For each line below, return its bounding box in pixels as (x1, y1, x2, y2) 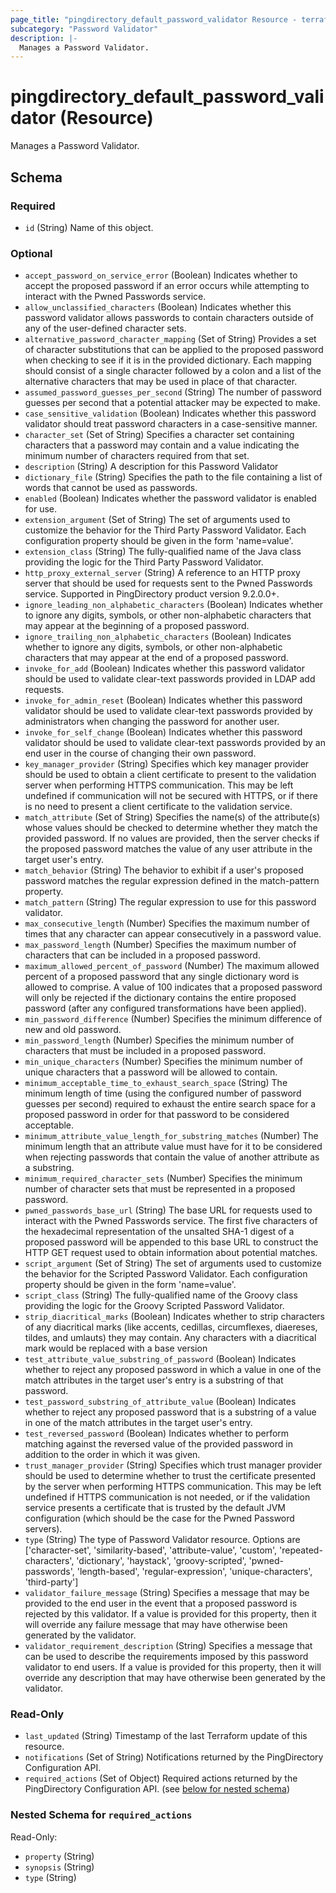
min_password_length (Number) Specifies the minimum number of (24, 1034, 295, 1046)
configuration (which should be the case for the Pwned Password (24, 1512, 295, 1525)
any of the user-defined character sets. (24, 322, 187, 335)
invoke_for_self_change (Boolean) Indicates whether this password (24, 726, 303, 738)
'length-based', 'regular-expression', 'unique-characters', (76, 1566, 313, 1578)
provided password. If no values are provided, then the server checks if (24, 832, 320, 845)
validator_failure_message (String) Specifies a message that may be (24, 1587, 310, 1599)
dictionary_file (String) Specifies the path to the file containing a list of (24, 471, 323, 483)
